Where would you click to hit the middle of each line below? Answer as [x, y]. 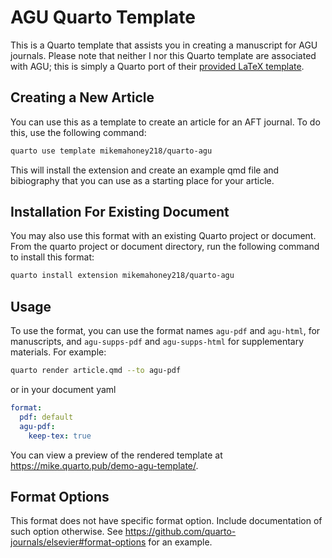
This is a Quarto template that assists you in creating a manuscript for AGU [164, 45]
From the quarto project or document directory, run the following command [165, 247]
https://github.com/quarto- [180, 532]
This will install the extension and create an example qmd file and [145, 170]
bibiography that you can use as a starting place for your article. [142, 180]
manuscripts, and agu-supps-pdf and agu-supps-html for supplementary [157, 342]
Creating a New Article [82, 97]
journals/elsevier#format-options [78, 542]
